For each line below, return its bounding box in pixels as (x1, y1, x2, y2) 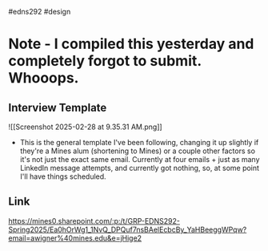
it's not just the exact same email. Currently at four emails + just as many (19, 155, 260, 164)
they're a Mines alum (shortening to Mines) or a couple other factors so (19, 146, 256, 156)
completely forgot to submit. (8, 52, 202, 71)
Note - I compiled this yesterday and (8, 35, 254, 53)
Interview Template (8, 100, 107, 115)
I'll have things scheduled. (19, 172, 106, 181)
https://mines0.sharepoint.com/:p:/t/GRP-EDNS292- (8, 216, 180, 225)
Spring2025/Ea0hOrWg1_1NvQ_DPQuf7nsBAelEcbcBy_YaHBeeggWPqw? (8, 225, 247, 234)
